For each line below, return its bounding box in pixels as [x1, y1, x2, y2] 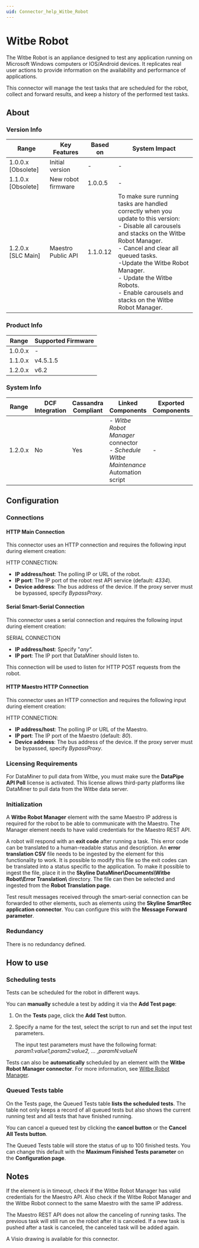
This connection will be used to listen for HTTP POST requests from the [6, 663, 181, 671]
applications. [6, 72, 37, 80]
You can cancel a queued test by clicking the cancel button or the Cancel [6, 1124, 187, 1131]
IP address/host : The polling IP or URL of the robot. [14, 570, 141, 578]
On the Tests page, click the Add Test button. [14, 1012, 127, 1019]
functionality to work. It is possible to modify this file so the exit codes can [6, 857, 188, 864]
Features [53, 148, 79, 157]
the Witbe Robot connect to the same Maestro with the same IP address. [6, 1200, 183, 1207]
